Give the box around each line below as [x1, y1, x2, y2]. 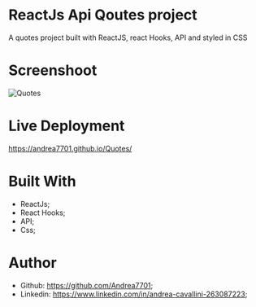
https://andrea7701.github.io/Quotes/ [8, 143, 132, 153]
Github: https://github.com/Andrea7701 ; [20, 280, 154, 290]
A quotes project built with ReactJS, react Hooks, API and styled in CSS [8, 33, 248, 42]
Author [8, 253, 57, 272]
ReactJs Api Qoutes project [8, 6, 197, 24]
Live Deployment [8, 116, 125, 135]
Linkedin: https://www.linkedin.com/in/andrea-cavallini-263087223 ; [20, 289, 248, 299]
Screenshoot [8, 61, 98, 80]
